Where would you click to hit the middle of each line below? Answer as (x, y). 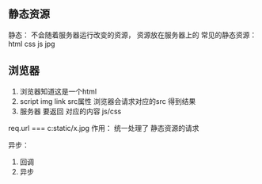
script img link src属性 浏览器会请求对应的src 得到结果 (108, 101)
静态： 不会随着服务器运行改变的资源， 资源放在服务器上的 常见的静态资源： (133, 35)
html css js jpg (32, 44)
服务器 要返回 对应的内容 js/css (70, 111)
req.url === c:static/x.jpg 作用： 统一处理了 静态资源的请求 (104, 128)
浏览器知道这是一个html (58, 91)
